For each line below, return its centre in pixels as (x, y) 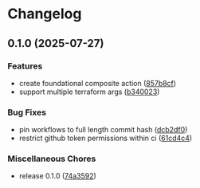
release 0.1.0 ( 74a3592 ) (57, 176)
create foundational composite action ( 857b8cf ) (98, 83)
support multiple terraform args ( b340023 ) (89, 92)
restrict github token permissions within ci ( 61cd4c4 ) (106, 138)
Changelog (45, 14)
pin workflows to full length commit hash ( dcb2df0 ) (103, 130)
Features (25, 66)
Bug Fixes (27, 112)
